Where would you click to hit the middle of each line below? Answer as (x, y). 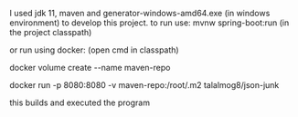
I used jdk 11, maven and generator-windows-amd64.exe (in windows (140, 13)
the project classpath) (51, 32)
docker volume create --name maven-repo (90, 68)
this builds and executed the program (80, 102)
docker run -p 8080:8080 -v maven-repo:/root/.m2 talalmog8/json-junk (144, 85)
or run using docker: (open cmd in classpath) (95, 50)
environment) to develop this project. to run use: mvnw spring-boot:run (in (149, 23)
